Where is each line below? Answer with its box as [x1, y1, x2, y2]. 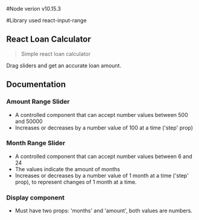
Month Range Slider [6, 139, 66, 147]
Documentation [6, 80, 66, 90]
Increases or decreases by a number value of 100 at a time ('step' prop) [14, 124, 194, 131]
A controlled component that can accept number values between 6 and [14, 152, 193, 160]
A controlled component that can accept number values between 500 [14, 111, 188, 118]
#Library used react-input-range [6, 17, 87, 24]
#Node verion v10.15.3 [6, 5, 62, 12]
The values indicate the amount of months [14, 165, 121, 172]
